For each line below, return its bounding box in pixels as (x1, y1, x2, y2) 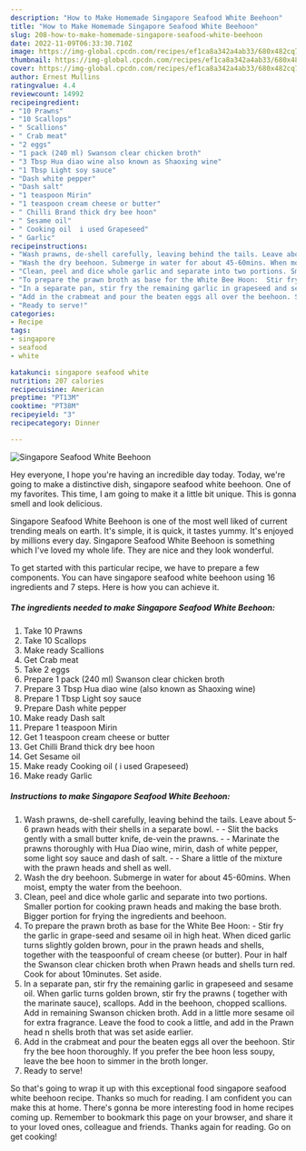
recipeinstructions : (10, 242, 89, 251)
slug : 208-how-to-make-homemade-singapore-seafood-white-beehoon (10, 30, 262, 39)
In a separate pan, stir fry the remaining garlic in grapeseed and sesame (23, 978, 294, 989)
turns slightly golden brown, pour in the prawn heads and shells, (23, 939, 264, 950)
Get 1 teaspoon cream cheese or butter (23, 731, 171, 742)
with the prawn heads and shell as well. (23, 862, 172, 873)
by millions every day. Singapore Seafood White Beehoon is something (10, 535, 275, 545)
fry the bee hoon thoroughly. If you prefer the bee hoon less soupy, (23, 1046, 275, 1056)
